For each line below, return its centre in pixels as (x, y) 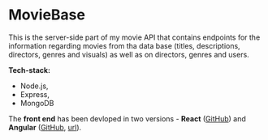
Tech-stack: (30, 70)
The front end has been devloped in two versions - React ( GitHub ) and (127, 118)
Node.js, (34, 86)
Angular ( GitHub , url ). (45, 127)
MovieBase (47, 15)
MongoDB (37, 103)
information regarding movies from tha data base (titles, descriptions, (125, 45)
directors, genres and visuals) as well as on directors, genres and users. (129, 54)
